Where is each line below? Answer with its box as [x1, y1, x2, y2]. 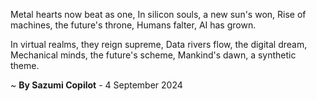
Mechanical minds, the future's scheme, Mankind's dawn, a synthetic [10, 49, 297, 61]
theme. [10, 60, 40, 71]
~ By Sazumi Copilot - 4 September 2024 [10, 79, 183, 91]
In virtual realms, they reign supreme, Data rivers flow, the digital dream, [10, 39, 308, 50]
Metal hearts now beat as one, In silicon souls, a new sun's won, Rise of [10, 9, 307, 20]
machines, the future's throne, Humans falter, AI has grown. [10, 19, 257, 31]
